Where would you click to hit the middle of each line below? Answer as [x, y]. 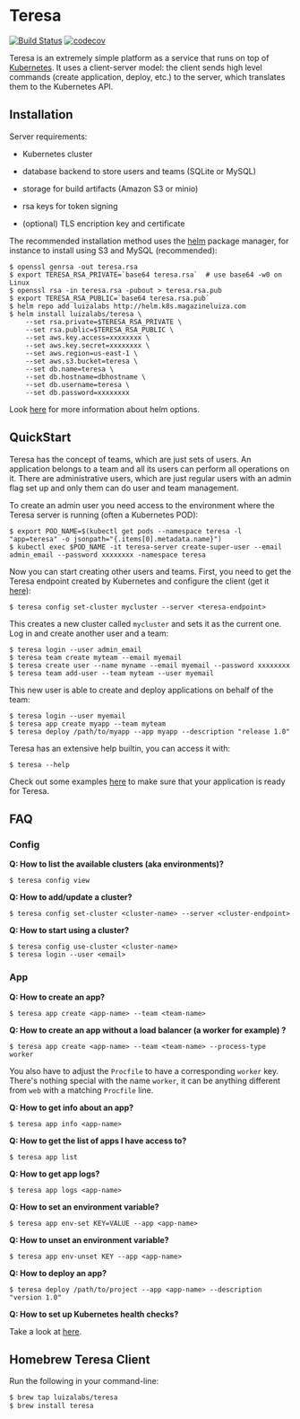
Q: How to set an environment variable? [84, 1207]
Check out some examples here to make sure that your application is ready [147, 781]
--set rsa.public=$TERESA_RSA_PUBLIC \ [100, 330]
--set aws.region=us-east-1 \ [82, 353]
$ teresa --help [39, 764]
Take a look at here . [46, 1331]
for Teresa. [29, 790]
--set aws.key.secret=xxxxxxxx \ [88, 345]
